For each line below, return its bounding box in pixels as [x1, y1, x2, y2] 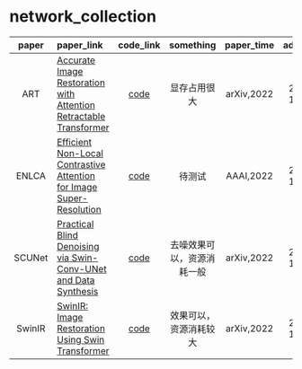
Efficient [57, 136, 93, 148]
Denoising [57, 240, 100, 252]
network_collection [9, 6, 157, 27]
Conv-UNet [57, 262, 107, 275]
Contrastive [57, 158, 106, 171]
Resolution [57, 203, 102, 215]
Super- [57, 191, 88, 204]
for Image [57, 180, 98, 193]
